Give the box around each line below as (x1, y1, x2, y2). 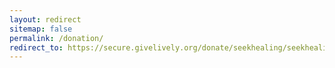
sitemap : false (9, 24, 73, 34)
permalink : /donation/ (9, 33, 104, 43)
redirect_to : (9, 42, 64, 53)
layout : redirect (9, 14, 82, 25)
